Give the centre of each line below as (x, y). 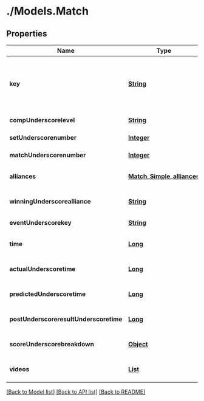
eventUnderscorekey (40, 223)
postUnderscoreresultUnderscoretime (66, 319)
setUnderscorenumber (43, 138)
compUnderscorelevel (42, 120)
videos (19, 369)
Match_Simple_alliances (164, 176)
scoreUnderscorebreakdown (52, 344)
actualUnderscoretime (42, 269)
